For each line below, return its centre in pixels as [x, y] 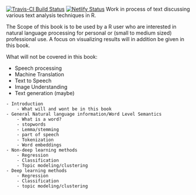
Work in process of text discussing [148, 9]
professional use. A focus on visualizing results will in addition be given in [95, 39]
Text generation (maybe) [44, 93]
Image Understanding [41, 87]
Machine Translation [39, 74]
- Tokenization [35, 140]
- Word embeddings [39, 145]
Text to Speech [33, 80]
